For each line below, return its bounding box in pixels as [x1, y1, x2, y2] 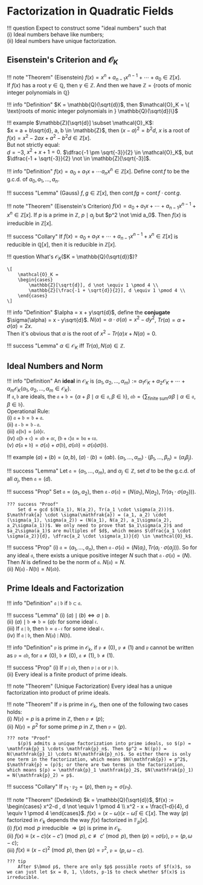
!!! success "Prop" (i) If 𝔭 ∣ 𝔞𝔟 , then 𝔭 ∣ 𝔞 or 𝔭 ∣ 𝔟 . [7, 664, 119, 671]
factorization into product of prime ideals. [7, 688, 111, 696]
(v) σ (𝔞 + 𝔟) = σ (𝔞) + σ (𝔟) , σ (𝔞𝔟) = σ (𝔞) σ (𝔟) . [7, 442, 108, 449]
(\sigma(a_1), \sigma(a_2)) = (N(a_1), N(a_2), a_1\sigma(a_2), [7, 517, 172, 523]
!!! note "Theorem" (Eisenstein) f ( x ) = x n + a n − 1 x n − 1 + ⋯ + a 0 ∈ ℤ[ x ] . [7, 72, 181, 82]
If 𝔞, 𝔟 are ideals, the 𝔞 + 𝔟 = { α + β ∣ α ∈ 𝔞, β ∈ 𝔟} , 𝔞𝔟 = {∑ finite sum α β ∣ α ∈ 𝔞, [7, 393, 196, 402]
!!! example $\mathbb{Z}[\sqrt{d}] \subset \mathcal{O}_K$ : [7, 119, 154, 127]
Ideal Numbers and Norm [7, 361, 103, 371]
